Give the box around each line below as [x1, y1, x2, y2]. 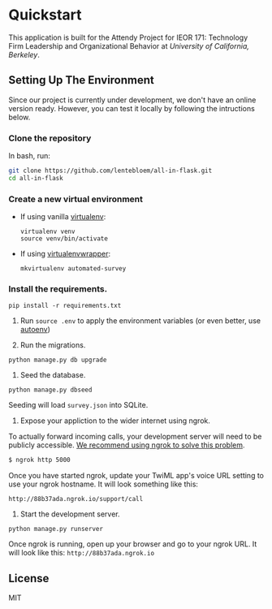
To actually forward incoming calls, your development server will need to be [8, 432, 262, 442]
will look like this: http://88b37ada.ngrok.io [8, 548, 155, 558]
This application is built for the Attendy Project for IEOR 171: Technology [8, 32, 248, 42]
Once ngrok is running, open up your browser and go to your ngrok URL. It [8, 539, 257, 549]
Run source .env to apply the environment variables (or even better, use [19, 316, 261, 326]
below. [8, 112, 31, 122]
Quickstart [8, 6, 83, 24]
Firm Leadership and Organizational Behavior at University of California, [8, 41, 250, 50]
